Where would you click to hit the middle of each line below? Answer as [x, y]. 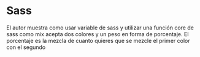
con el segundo [26, 47]
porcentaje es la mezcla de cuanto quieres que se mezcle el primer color [98, 40]
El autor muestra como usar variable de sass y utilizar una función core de [100, 28]
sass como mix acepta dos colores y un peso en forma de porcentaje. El [98, 34]
